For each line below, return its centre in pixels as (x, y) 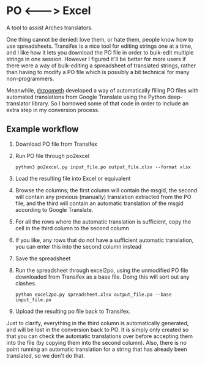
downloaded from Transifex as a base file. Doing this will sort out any (102, 277)
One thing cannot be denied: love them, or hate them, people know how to (100, 39)
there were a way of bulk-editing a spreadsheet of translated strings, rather (101, 66)
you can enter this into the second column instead (78, 246)
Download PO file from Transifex (56, 144)
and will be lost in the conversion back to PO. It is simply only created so (98, 329)
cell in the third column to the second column (72, 228)
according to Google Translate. (54, 209)
